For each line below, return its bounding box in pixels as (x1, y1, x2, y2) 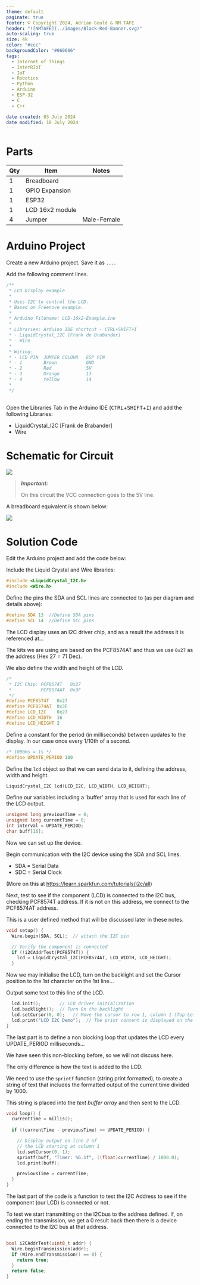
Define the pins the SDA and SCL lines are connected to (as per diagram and (6, 594, 194, 601)
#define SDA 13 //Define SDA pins (6, 612, 95, 618)
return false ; (11, 1268, 46, 1274)
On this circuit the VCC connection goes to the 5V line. (20, 492, 155, 499)
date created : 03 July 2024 (6, 114, 76, 120)
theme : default (6, 8, 44, 15)
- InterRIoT (11, 64, 42, 70)
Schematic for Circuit (6, 449, 114, 462)
